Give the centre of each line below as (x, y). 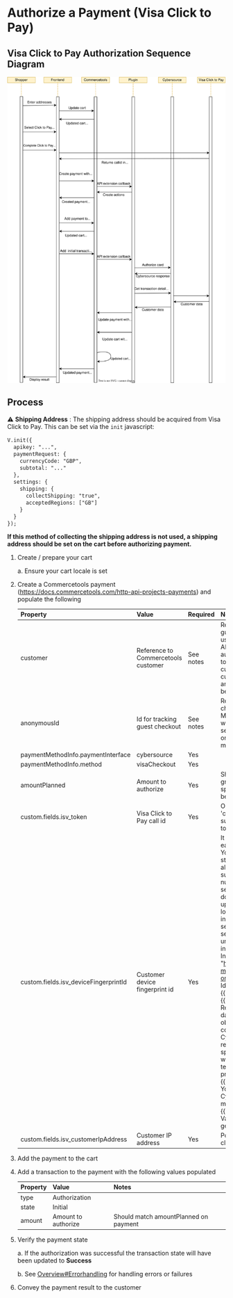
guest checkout (159, 727)
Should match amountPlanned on (161, 1217)
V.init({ (20, 440)
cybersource (155, 755)
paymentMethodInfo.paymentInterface (76, 755)
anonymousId (40, 723)
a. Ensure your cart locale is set (62, 571)
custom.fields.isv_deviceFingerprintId (74, 982)
